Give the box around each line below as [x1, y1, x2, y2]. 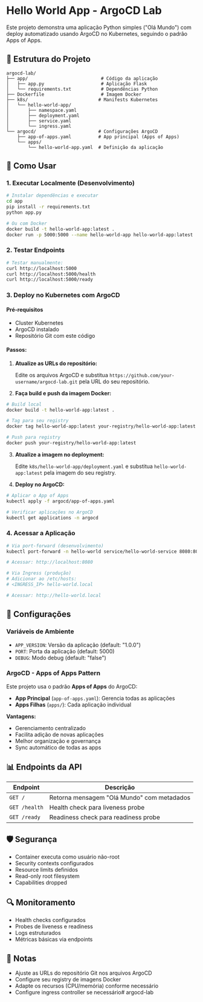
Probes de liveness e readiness [14, 923, 94, 930]
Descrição [105, 783, 135, 791]
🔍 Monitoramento [6, 897, 76, 908]
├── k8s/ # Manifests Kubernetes [6, 96, 158, 103]
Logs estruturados [14, 929, 62, 937]
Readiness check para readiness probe [49, 812, 160, 821]
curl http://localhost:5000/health [6, 271, 96, 277]
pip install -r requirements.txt [6, 204, 91, 210]
